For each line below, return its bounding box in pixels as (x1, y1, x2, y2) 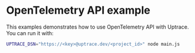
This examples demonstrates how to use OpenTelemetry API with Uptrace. (6, 23, 189, 30)
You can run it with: (6, 29, 54, 36)
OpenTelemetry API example (6, 4, 151, 17)
